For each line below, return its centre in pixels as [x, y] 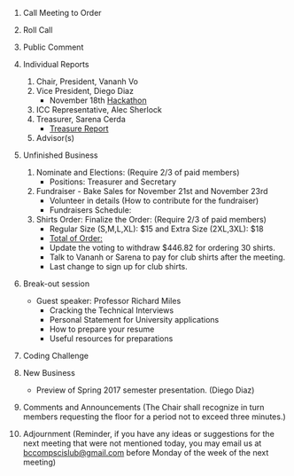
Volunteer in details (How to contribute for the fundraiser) [154, 200]
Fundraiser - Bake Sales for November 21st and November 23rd [152, 191]
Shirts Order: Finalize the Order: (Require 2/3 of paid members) [151, 219]
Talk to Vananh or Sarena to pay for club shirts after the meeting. [167, 257]
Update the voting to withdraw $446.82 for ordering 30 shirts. [162, 248]
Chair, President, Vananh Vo [87, 82]
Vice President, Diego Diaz [85, 91]
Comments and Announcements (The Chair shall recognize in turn [143, 407]
